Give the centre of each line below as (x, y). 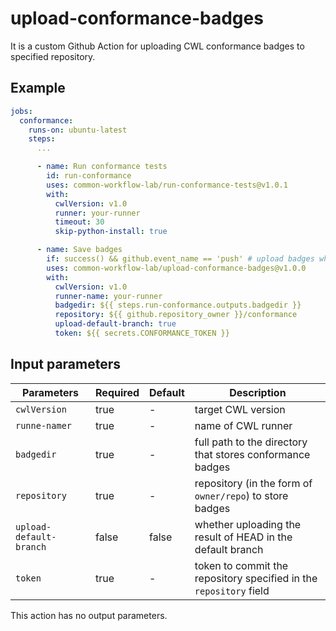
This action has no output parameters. (89, 615)
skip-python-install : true (111, 232)
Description (258, 392)
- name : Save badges (79, 250)
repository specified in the (256, 578)
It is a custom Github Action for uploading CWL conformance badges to (157, 46)
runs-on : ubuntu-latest (78, 130)
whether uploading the (248, 524)
